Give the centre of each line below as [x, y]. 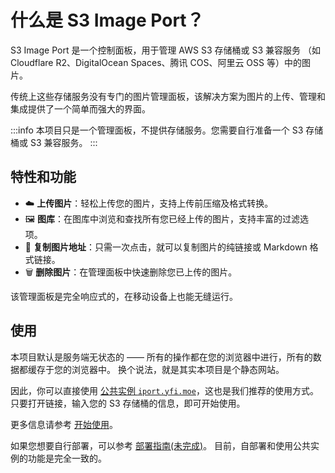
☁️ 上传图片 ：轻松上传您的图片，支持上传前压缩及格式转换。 [149, 203]
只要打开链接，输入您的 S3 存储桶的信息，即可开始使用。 [128, 403]
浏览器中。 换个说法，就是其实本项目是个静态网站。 [178, 369]
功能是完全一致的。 [67, 458]
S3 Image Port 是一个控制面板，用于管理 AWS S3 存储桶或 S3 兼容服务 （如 [165, 50]
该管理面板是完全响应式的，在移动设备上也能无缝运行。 [124, 296]
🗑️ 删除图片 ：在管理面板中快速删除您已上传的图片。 [131, 272]
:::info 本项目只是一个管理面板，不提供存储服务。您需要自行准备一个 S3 [157, 130]
